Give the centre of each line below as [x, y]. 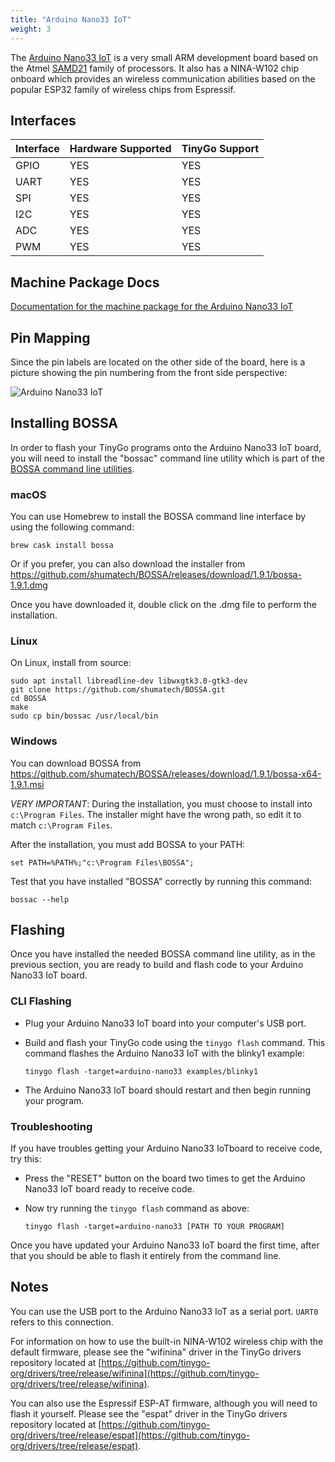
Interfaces [43, 120]
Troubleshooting [51, 1126]
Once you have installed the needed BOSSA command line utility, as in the [163, 954]
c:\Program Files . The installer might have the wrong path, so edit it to [156, 814]
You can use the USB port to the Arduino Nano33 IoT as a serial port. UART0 [164, 1311]
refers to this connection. [62, 1322]
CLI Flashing [41, 1001]
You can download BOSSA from [76, 763]
